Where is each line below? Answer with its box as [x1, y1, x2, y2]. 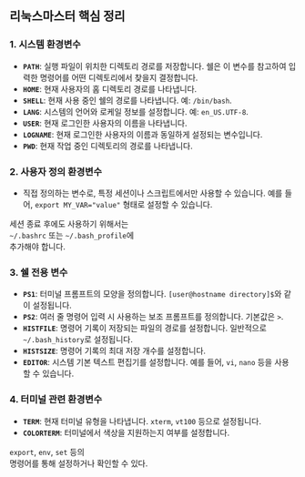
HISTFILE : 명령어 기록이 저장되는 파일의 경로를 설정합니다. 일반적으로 [22, 322, 267, 334]
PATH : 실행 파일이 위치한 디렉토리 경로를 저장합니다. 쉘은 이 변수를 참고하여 [22, 60, 287, 71]
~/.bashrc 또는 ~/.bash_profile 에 [9, 229, 135, 240]
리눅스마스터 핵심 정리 [9, 8, 126, 25]
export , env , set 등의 [9, 446, 85, 457]
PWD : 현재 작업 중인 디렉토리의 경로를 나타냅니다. [22, 140, 193, 151]
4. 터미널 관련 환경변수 [9, 393, 103, 406]
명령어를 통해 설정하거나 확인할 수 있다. [9, 458, 148, 469]
